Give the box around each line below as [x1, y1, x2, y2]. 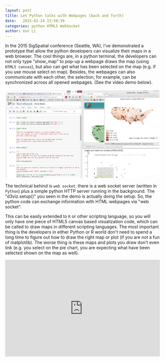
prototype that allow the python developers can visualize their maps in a [5, 48, 151, 54]
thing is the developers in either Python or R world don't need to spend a [5, 229, 152, 235]
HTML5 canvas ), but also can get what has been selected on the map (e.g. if [5, 64, 156, 70]
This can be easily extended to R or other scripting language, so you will [5, 213, 151, 219]
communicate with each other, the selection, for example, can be [5, 74, 137, 80]
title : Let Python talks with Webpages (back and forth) [5, 13, 124, 18]
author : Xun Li [5, 29, 36, 34]
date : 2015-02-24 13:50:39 [5, 18, 65, 23]
